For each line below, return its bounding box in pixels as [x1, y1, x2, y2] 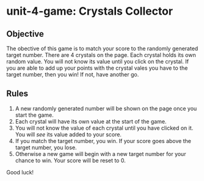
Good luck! [6, 168, 34, 175]
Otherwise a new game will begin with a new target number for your [15, 150, 186, 157]
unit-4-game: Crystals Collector [6, 4, 173, 18]
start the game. [15, 111, 54, 119]
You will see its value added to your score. [15, 130, 122, 138]
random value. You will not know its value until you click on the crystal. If [6, 58, 189, 65]
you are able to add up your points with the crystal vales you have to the [6, 64, 188, 72]
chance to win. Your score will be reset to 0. [15, 157, 126, 164]
